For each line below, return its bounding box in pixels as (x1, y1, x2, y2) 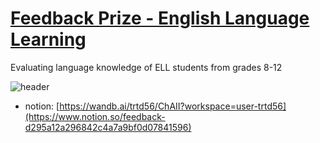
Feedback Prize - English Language (10, 7, 310, 30)
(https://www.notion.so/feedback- (24, 110, 166, 122)
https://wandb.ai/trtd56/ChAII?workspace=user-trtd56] (59, 100, 287, 112)
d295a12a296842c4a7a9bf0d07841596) (24, 121, 192, 133)
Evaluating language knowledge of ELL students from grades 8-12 (10, 61, 283, 73)
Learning (10, 28, 87, 51)
